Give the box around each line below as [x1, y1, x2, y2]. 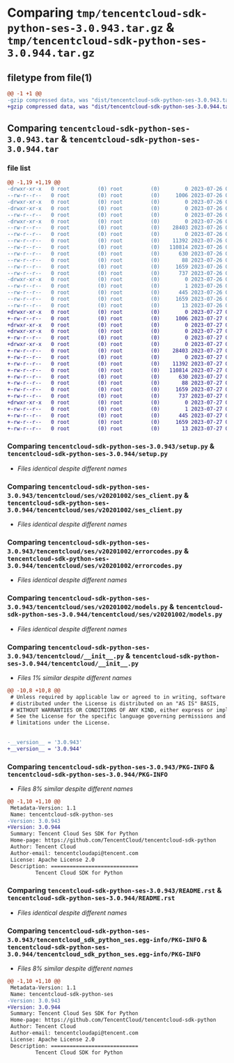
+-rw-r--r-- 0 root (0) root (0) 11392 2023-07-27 [7, 360, 223, 367]
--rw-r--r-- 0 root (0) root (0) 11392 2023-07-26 [7, 237, 223, 244]
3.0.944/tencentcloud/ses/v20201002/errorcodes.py [7, 562, 182, 569]
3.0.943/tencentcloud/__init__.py [7, 652, 124, 660]
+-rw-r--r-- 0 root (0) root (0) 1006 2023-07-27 [7, 315, 223, 322]
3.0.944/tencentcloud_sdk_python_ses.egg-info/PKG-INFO [7, 950, 201, 958]
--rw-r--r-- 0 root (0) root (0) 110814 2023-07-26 [7, 244, 223, 251]
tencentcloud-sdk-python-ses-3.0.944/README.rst [7, 895, 175, 902]
